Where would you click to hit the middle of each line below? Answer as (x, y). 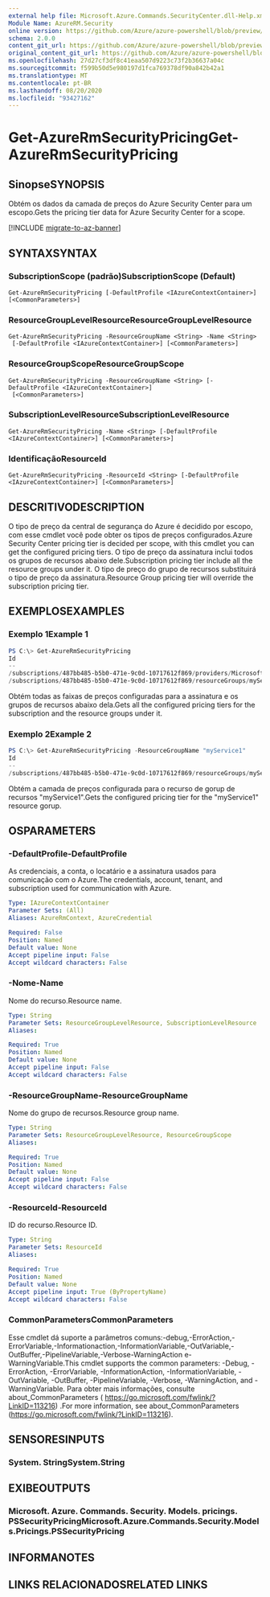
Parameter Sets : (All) (46, 911)
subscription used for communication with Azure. (90, 889)
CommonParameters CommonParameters (91, 1320)
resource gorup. (35, 806)
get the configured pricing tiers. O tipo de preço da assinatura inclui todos (131, 552)
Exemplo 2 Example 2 (50, 734)
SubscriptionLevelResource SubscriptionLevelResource (119, 415)
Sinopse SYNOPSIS (57, 185)
